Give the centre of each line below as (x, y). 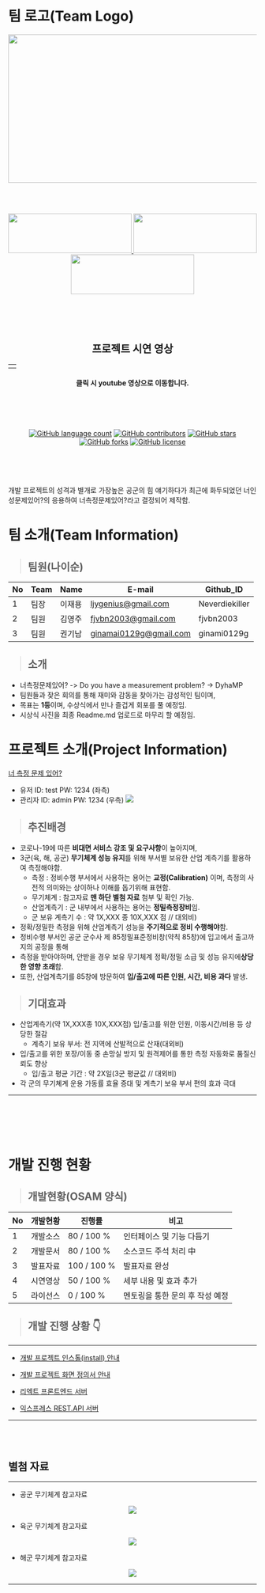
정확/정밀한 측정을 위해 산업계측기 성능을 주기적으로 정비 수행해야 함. (124, 927)
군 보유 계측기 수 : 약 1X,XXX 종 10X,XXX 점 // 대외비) (114, 917)
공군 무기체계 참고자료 (54, 1494)
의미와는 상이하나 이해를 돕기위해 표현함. (108, 887)
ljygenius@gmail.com (130, 604)
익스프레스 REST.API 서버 (59, 1408)
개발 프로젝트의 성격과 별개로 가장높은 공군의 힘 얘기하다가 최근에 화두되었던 (125, 490)
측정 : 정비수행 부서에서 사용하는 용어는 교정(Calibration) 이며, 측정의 (138, 877)
